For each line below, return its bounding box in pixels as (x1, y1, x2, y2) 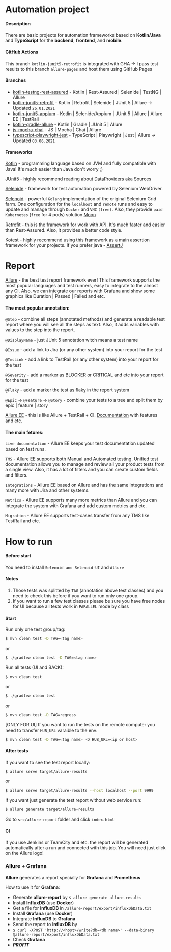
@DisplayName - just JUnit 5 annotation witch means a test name (5, 337, 138, 343)
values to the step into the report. (5, 327, 75, 333)
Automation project (5, 4, 89, 15)
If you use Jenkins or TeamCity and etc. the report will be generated (5, 839, 149, 846)
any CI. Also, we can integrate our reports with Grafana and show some (5, 288, 155, 294)
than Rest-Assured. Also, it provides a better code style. (5, 227, 123, 233)
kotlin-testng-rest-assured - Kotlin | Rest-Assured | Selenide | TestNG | (12, 89, 162, 95)
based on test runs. (5, 446, 46, 452)
